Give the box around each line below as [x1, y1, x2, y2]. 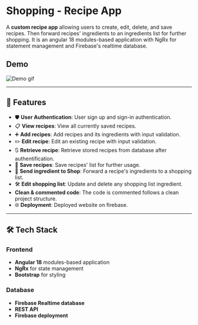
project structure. [14, 195, 57, 202]
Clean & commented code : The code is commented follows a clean [14, 189, 179, 196]
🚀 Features [6, 98, 47, 108]
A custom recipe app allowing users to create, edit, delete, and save [6, 24, 173, 31]
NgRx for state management [14, 265, 84, 272]
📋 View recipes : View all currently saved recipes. [14, 122, 137, 129]
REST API [14, 306, 38, 313]
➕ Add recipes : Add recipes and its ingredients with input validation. [14, 130, 181, 138]
